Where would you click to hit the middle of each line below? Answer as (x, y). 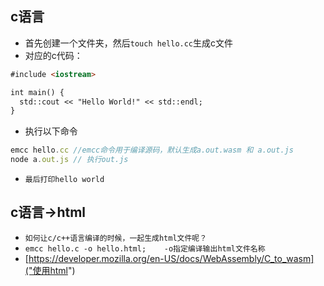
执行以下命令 (51, 131)
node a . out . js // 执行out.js (69, 160)
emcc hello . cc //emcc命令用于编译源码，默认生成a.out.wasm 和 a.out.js (152, 150)
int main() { (37, 92)
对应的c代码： (53, 55)
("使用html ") (50, 270)
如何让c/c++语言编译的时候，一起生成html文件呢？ (116, 238)
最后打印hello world (64, 180)
